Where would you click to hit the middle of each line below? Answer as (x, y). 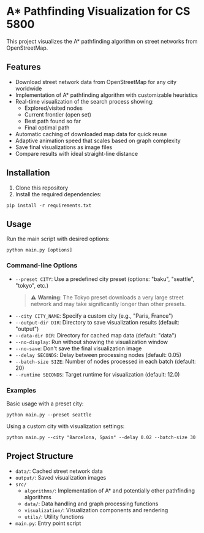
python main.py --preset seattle (49, 415)
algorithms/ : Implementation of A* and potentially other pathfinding (109, 490)
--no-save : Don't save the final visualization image (78, 348)
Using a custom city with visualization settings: (66, 426)
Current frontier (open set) (58, 114)
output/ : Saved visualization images (61, 477)
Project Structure (40, 456)
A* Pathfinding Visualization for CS (98, 11)
